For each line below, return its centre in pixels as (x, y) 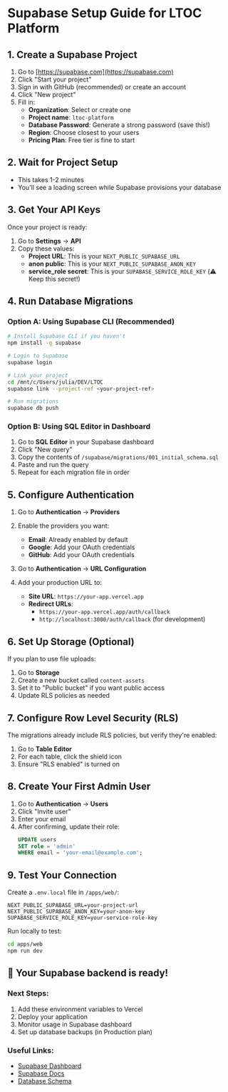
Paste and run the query (53, 465)
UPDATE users (37, 840)
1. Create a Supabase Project (72, 55)
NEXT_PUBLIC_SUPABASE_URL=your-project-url (73, 906)
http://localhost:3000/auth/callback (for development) (122, 619)
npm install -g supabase (44, 343)
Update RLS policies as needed (64, 696)
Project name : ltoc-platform (71, 117)
